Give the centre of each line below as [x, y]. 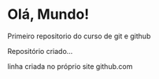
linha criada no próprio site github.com [70, 66]
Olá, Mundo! [48, 14]
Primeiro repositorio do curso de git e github [79, 36]
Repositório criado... [40, 51]
